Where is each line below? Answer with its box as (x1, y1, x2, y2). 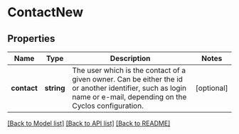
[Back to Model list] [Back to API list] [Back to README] (7, 119, 171, 128)
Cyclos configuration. (72, 101, 144, 111)
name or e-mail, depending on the (72, 92, 187, 101)
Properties (7, 33, 55, 45)
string (44, 83, 65, 93)
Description (110, 54, 151, 63)
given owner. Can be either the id (72, 74, 184, 84)
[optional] (195, 83, 228, 93)
